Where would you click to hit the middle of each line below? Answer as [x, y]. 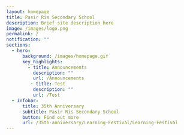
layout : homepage [28, 12]
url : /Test [46, 95]
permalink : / [22, 34]
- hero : [21, 51]
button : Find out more [50, 117]
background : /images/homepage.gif [65, 56]
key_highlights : [42, 62]
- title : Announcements [57, 67]
